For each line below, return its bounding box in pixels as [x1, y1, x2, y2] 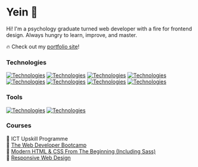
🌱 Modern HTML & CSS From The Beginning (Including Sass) [6, 147, 156, 154]
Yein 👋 [6, 5, 38, 19]
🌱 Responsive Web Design [6, 154, 71, 161]
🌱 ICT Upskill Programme [6, 135, 69, 142]
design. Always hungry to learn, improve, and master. [6, 31, 137, 38]
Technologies [6, 58, 47, 66]
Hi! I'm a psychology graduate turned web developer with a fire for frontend [6, 25, 193, 32]
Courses [6, 122, 32, 130]
